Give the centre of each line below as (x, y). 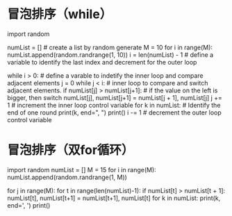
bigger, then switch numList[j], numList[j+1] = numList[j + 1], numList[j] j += (115, 97)
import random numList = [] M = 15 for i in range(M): (82, 169)
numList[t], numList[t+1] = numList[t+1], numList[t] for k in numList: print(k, (114, 198)
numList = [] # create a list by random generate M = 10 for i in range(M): (110, 47)
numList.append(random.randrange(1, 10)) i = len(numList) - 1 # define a (110, 55)
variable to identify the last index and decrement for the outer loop (102, 62)
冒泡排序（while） (60, 14)
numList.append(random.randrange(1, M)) (67, 177)
